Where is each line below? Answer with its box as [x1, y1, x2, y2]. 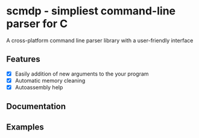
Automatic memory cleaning [14, 77, 86, 84]
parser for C [6, 17, 68, 31]
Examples [6, 122, 44, 132]
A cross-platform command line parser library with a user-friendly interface [6, 37, 194, 44]
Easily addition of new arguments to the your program [14, 70, 149, 77]
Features [6, 54, 40, 64]
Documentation [6, 101, 66, 112]
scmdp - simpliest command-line [6, 4, 176, 18]
